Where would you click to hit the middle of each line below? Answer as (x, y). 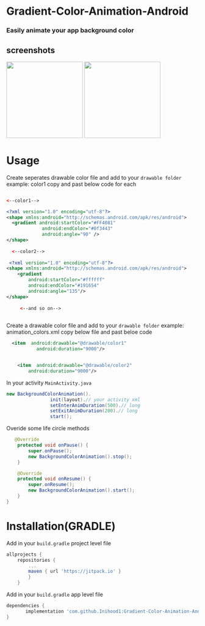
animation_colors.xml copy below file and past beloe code (79, 332)
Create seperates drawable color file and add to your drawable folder (94, 177)
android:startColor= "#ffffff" (67, 280)
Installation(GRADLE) (61, 526)
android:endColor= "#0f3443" (77, 229)
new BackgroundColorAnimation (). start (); (82, 490)
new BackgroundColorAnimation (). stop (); (80, 457)
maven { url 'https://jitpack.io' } (75, 572)
